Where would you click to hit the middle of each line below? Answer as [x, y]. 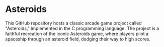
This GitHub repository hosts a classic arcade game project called [73, 23]
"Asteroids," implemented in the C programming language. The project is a [82, 28]
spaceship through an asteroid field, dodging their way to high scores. [78, 39]
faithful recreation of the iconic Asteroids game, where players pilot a [77, 33]
